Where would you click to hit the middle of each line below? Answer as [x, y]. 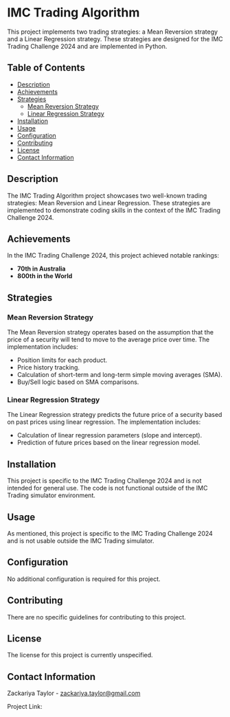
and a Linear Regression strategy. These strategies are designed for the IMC [115, 38]
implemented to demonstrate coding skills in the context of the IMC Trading [114, 210]
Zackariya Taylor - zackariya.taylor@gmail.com [74, 693]
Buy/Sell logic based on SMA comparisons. [78, 382]
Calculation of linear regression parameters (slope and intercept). [110, 435]
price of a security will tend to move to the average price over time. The [108, 340]
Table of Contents [46, 68]
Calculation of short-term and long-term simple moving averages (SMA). [120, 375]
